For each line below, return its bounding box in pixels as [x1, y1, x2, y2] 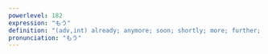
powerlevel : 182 [8, 11, 63, 20]
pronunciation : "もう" [8, 33, 82, 42]
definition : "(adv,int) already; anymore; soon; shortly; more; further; [8, 26, 262, 34]
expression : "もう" [8, 19, 71, 27]
